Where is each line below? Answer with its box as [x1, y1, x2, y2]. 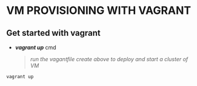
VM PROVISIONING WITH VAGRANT [6, 4, 192, 18]
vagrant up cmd [15, 44, 56, 51]
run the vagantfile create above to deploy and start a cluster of [30, 56, 189, 62]
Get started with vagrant [6, 28, 101, 38]
